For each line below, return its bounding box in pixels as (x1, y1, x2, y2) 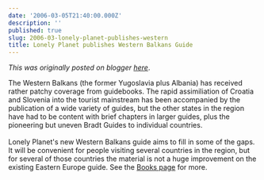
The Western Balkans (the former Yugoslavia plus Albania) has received (8, 79, 243, 88)
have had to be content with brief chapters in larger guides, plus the (8, 112, 230, 121)
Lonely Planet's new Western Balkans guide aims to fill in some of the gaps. (8, 137, 255, 147)
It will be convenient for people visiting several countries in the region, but (8, 146, 251, 155)
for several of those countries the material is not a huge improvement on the (8, 154, 257, 163)
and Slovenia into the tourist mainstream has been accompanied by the (8, 95, 240, 105)
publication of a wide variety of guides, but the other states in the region (8, 104, 244, 113)
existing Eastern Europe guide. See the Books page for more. (8, 163, 208, 172)
